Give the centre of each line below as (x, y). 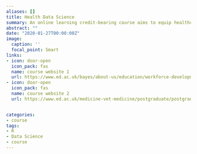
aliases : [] (21, 11)
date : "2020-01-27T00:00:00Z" (43, 34)
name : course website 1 (40, 72)
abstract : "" (22, 28)
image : (14, 39)
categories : (21, 115)
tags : (13, 126)
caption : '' (26, 45)
